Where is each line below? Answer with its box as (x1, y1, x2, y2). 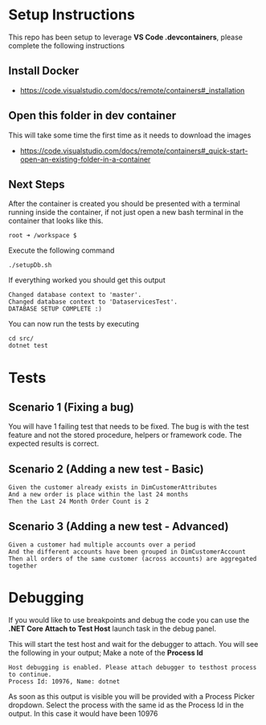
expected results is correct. (8, 439, 99, 448)
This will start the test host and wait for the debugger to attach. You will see (8, 639, 259, 649)
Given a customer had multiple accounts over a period (8, 541, 196, 549)
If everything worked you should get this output (8, 275, 166, 285)
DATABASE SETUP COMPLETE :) (8, 305, 103, 313)
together (8, 562, 38, 570)
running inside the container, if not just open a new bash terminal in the (8, 208, 243, 217)
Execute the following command (8, 245, 115, 255)
